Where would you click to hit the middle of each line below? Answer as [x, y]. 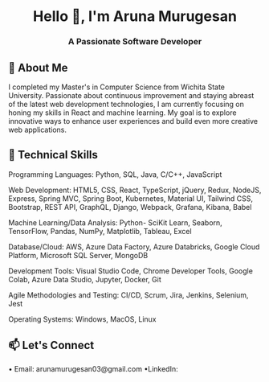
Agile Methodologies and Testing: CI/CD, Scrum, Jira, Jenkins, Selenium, [128, 295]
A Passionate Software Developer [135, 42]
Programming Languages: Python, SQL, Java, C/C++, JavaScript [115, 174]
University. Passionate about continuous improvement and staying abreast [131, 95]
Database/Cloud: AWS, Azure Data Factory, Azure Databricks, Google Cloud [134, 246]
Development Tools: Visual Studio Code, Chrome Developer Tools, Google [130, 271]
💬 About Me [38, 68]
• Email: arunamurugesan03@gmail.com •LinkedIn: [93, 368]
